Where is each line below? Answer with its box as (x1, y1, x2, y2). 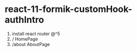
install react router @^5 (12, 30, 60, 36)
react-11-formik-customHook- (5, 3, 132, 15)
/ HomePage (12, 36, 38, 42)
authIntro (5, 14, 44, 25)
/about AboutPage (12, 41, 50, 47)
